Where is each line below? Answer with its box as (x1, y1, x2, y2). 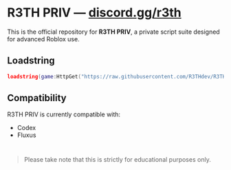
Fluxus (16, 131, 36, 139)
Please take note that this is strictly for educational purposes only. (23, 155, 211, 163)
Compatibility (7, 92, 67, 104)
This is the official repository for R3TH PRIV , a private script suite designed (7, 28, 220, 36)
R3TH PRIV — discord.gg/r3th (7, 5, 182, 21)
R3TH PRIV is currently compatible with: (7, 110, 121, 118)
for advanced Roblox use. (7, 34, 80, 43)
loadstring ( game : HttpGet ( (7, 73, 81, 80)
